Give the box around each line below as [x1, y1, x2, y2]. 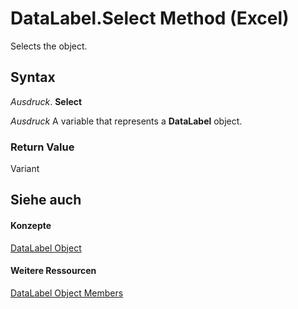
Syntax [10, 69, 56, 86]
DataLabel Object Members [10, 287, 124, 299]
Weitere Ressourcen [10, 265, 97, 277]
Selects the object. [10, 40, 88, 52]
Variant [10, 163, 40, 175]
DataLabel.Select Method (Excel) [10, 7, 290, 30]
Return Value [10, 140, 75, 154]
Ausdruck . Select [10, 95, 83, 107]
